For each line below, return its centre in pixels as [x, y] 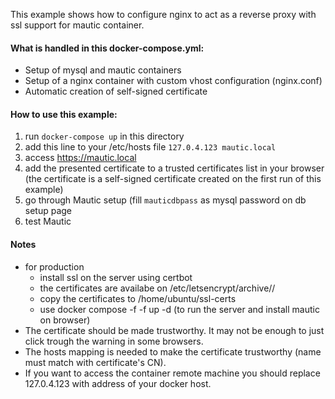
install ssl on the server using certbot [116, 277]
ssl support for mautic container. [77, 25]
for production [54, 266]
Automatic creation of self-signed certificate [116, 91]
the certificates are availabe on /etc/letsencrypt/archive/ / [157, 288]
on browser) [65, 320]
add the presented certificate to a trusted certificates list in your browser [174, 168]
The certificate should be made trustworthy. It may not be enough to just [174, 330]
